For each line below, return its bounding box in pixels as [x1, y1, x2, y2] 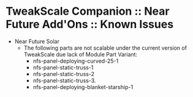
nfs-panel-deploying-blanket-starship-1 [32, 83, 133, 90]
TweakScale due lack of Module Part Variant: [23, 50, 138, 58]
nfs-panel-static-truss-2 [32, 70, 94, 77]
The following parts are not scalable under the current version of [23, 44, 187, 52]
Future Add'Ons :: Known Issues [6, 17, 174, 31]
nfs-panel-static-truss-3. [32, 77, 96, 84]
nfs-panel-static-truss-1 [32, 63, 94, 71]
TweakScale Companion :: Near [6, 4, 170, 18]
